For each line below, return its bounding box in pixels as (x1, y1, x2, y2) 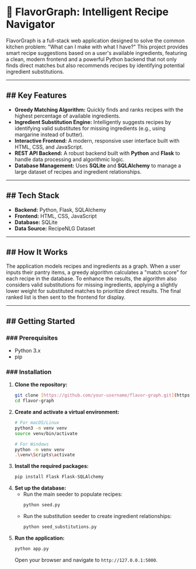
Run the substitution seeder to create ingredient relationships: (23, 513, 172, 520)
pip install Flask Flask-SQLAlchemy (14, 474, 104, 480)
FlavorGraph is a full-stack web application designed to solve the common (6, 37, 185, 44)
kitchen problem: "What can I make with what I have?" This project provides (6, 43, 188, 50)
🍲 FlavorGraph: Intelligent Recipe (6, 5, 169, 19)
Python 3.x (14, 347, 41, 354)
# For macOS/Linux (14, 420, 60, 426)
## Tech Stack (6, 191, 60, 201)
